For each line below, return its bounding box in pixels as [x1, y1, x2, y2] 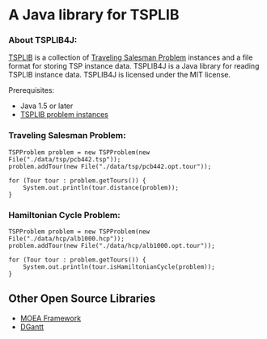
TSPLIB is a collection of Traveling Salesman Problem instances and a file [8, 52, 253, 62]
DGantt [19, 321, 44, 332]
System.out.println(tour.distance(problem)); [23, 183, 180, 191]
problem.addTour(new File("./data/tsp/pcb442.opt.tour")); [8, 162, 212, 170]
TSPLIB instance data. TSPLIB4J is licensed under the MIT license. [8, 70, 231, 80]
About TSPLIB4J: [8, 35, 78, 46]
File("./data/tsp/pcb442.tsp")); [8, 155, 121, 163]
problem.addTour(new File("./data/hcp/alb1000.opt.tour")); [8, 242, 216, 250]
